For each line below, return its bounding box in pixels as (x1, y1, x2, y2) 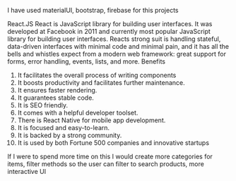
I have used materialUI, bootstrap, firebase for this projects (7, 6, 179, 14)
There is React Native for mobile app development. (17, 116, 166, 124)
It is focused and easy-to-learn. (17, 124, 110, 132)
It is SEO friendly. (17, 101, 69, 109)
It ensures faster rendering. (17, 86, 98, 94)
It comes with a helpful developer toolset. (17, 109, 138, 117)
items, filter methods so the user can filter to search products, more (7, 160, 205, 168)
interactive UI (7, 168, 47, 175)
